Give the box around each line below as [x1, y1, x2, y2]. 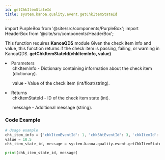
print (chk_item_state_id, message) [5, 151, 78, 156]
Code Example [5, 117, 41, 124]
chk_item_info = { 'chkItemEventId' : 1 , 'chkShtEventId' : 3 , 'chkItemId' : [5, 132, 160, 137]
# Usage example [5, 128, 38, 133]
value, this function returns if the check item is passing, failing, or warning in [5, 45, 160, 51]
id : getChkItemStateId [5, 7, 52, 12]
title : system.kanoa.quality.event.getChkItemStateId [5, 12, 118, 17]
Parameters [11, 60, 35, 66]
